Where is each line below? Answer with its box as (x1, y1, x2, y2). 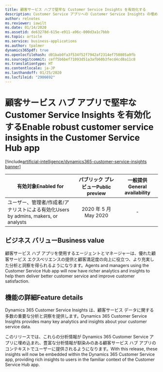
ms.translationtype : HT (5, 61, 53, 66)
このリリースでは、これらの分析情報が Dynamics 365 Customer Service (5, 334, 149, 340)
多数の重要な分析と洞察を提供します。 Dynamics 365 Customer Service (5, 313, 147, 319)
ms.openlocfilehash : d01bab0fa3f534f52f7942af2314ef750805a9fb (5, 52, 136, 57)
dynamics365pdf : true (5, 48, 49, 52)
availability (124, 189, 150, 196)
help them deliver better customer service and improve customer (5, 273, 135, 279)
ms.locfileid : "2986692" (5, 75, 55, 80)
